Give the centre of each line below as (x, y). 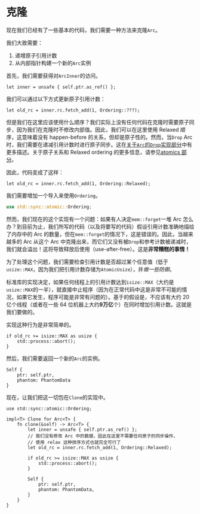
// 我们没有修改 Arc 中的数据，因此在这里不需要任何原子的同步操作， (103, 436)
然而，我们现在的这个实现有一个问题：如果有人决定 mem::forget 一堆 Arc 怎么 (100, 219)
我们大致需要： (24, 43)
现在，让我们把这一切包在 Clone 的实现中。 (57, 397)
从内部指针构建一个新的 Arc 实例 (53, 63)
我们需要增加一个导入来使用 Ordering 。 (54, 195)
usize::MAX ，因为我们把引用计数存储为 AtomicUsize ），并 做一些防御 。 (90, 269)
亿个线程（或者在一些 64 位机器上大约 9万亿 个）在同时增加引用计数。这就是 (99, 304)
